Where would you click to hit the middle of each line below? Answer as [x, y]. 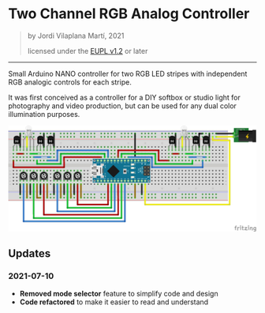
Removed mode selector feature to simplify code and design [119, 293]
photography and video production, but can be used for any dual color [122, 106]
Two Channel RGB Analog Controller [129, 14]
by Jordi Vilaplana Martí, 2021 [76, 36]
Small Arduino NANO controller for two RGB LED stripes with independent [128, 74]
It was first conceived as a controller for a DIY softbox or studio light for [124, 97]
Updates [30, 254]
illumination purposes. [44, 114]
